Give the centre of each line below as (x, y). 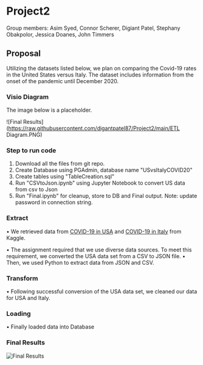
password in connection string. (54, 202)
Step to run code (31, 150)
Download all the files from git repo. (60, 164)
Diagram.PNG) (24, 135)
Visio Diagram (28, 97)
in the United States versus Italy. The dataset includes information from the (100, 75)
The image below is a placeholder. (49, 110)
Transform (22, 278)
